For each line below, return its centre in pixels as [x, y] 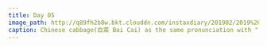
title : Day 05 [32, 15]
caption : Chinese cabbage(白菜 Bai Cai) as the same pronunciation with [130, 30]
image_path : [28, 23]
